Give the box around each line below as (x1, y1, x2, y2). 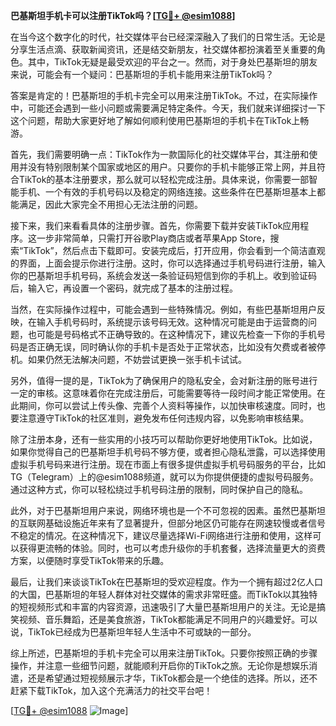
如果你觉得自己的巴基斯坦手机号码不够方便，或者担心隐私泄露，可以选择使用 (10, 446, 326, 458)
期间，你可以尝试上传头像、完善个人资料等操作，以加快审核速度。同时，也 (18, 400, 326, 411)
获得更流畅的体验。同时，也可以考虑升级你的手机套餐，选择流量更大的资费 (18, 542, 326, 554)
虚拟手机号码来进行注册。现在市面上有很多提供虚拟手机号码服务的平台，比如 (10, 459, 326, 470)
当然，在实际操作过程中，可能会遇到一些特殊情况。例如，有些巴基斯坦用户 (10, 304, 317, 315)
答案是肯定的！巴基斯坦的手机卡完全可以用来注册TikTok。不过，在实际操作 (10, 90, 318, 101)
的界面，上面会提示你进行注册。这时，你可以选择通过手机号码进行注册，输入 (10, 257, 326, 269)
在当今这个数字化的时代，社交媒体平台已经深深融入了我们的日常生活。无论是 (10, 31, 326, 43)
